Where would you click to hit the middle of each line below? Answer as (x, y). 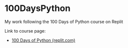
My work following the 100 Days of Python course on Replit (64, 22)
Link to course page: (25, 31)
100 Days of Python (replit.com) (44, 40)
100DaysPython (38, 8)
